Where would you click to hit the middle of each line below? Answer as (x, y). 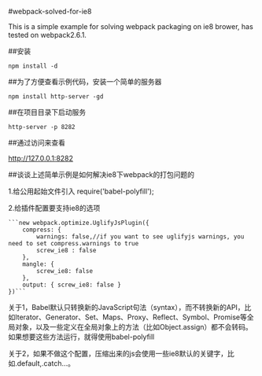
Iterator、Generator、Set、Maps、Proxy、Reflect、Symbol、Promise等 (131, 317)
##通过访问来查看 (37, 142)
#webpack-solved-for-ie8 (50, 11)
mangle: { (39, 264)
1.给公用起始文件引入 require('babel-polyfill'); (81, 191)
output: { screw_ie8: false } (72, 285)
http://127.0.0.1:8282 (41, 158)
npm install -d (33, 66)
